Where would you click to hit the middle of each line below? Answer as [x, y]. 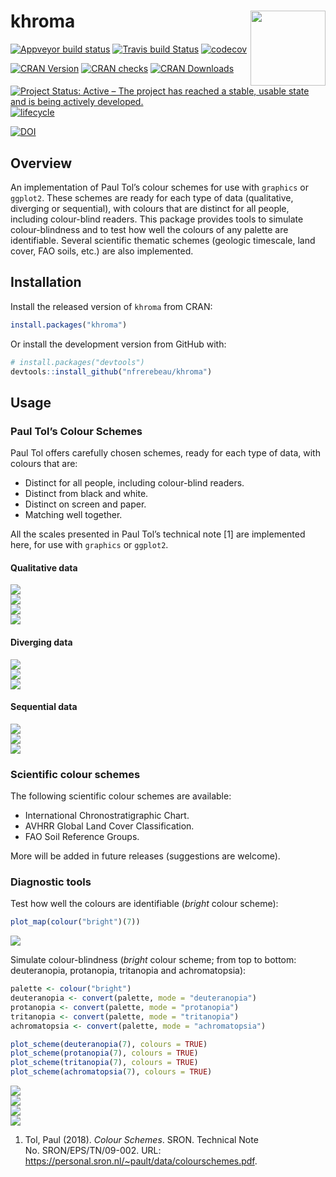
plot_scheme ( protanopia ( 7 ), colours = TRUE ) [104, 1053]
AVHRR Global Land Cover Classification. [109, 826]
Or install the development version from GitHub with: [118, 344]
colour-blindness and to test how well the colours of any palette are [149, 229]
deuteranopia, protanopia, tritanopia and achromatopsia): [128, 971]
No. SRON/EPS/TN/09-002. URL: [93, 1151]
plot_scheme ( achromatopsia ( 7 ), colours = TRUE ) [111, 1072]
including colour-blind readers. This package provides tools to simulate [157, 219]
